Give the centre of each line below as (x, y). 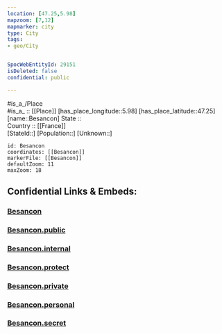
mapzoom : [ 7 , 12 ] (31, 20)
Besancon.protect (38, 267)
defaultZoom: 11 (31, 164)
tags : (15, 40)
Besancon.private (38, 286)
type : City (23, 33)
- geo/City (23, 46)
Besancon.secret (37, 323)
